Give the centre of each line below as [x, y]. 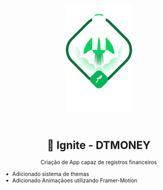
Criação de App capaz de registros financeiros [99, 162]
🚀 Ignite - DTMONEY [99, 145]
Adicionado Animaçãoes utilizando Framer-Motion [75, 180]
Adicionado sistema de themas [51, 174]
